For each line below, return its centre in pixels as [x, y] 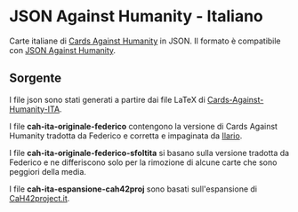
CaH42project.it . [40, 198]
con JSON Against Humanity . [63, 50]
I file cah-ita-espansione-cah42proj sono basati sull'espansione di [133, 189]
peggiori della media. [48, 171]
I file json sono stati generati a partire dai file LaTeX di [108, 99]
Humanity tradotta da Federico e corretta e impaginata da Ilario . [126, 136]
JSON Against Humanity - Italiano [137, 16]
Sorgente [36, 79]
